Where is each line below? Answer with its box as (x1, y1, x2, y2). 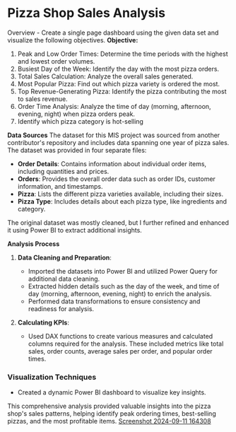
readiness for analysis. (28, 304, 94, 313)
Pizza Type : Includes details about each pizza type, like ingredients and (17, 197, 228, 206)
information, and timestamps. (17, 182, 104, 190)
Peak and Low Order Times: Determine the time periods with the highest (17, 49, 228, 58)
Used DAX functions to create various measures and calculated (28, 332, 213, 340)
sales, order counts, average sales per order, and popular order (28, 346, 213, 355)
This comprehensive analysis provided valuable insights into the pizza (7, 402, 211, 411)
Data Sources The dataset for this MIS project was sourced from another (7, 131, 220, 139)
